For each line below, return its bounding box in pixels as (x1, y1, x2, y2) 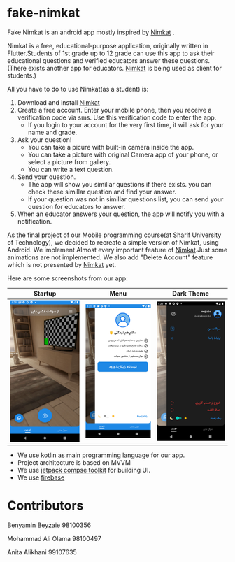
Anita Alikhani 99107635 (7, 548, 77, 556)
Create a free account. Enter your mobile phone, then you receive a (17, 106, 212, 114)
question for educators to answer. (27, 202, 126, 210)
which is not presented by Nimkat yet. (7, 260, 117, 268)
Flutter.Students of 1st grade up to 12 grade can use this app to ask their (7, 49, 215, 57)
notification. (17, 217, 52, 225)
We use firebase (17, 473, 65, 482)
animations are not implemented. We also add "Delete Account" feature (7, 253, 213, 261)
